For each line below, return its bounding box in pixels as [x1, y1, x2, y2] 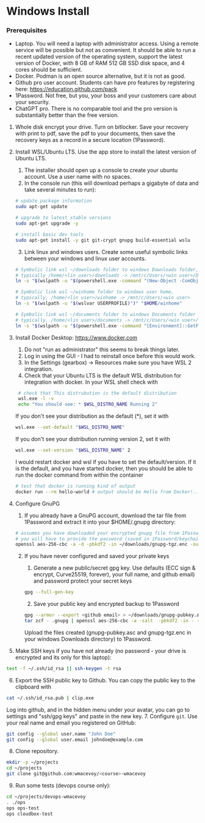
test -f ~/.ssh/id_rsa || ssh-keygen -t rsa [6, 665, 121, 671]
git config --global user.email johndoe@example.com [6, 736, 143, 743]
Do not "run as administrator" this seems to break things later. [24, 346, 180, 353]
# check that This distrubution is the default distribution [18, 390, 177, 396]
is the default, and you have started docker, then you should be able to [15, 464, 193, 472]
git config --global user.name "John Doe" [6, 731, 116, 737]
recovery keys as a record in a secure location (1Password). [15, 136, 166, 144]
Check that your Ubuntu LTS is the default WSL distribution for [24, 371, 182, 379]
